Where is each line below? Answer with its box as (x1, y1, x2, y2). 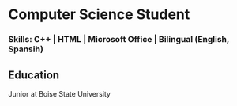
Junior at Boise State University (8, 89, 111, 98)
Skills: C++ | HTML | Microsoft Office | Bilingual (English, (8, 34, 230, 45)
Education (8, 68, 60, 81)
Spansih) (8, 44, 43, 55)
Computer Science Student (8, 6, 190, 24)
